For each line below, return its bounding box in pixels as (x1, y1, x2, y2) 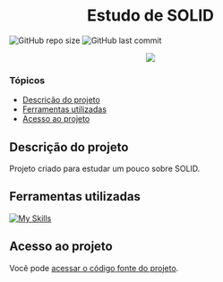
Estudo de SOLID (86, 5, 215, 26)
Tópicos (9, 73, 46, 86)
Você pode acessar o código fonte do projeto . (9, 262, 179, 273)
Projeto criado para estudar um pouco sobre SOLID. (9, 163, 201, 175)
